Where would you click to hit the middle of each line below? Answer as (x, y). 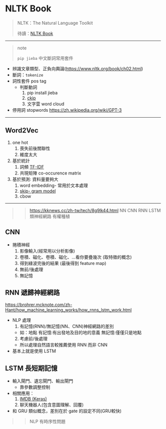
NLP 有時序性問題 (47, 422)
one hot (20, 142)
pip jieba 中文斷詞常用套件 (45, 58)
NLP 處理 (21, 320)
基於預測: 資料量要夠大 (35, 179)
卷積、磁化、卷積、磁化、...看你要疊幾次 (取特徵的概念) (76, 257)
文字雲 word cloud (46, 104)
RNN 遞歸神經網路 (33, 292)
